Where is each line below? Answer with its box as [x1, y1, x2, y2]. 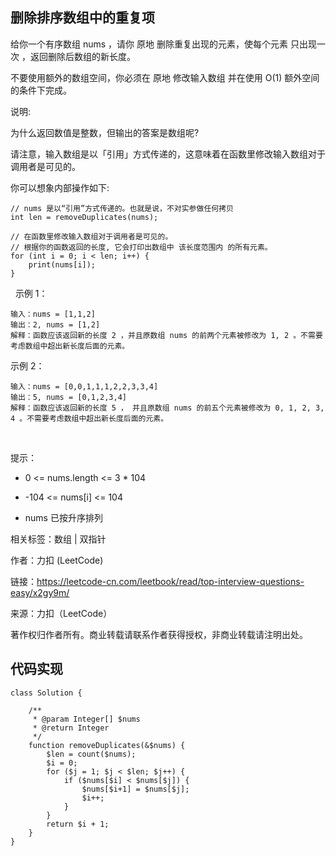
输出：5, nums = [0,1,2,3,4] [10, 392, 128, 402]
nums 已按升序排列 [24, 511, 103, 523]
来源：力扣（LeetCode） [10, 607, 113, 619]
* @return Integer [32, 723, 110, 733]
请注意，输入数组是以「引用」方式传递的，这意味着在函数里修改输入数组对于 [10, 148, 326, 160]
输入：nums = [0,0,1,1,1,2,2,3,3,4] [10, 381, 159, 392]
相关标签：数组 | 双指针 [10, 533, 107, 545]
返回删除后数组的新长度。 [29, 50, 136, 62]
